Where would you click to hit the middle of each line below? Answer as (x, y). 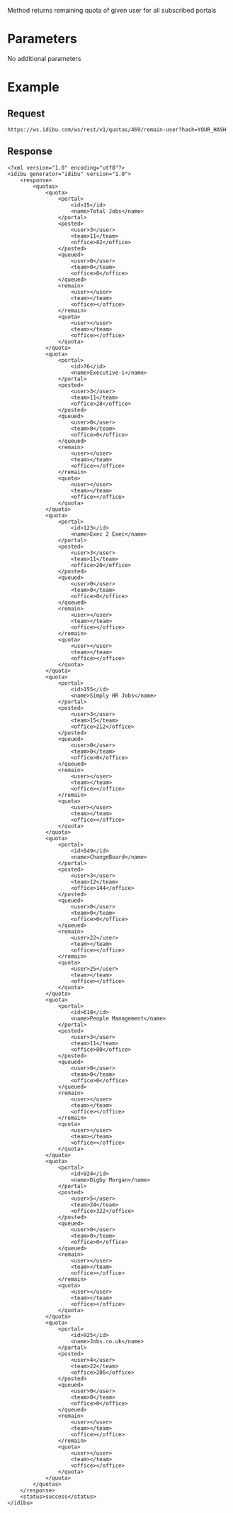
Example (33, 87)
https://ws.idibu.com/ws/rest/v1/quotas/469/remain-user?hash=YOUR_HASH (117, 130)
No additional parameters (44, 58)
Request (26, 113)
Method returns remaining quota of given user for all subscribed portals (112, 10)
